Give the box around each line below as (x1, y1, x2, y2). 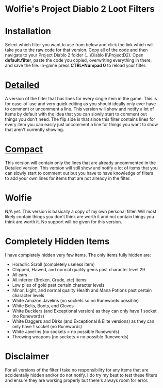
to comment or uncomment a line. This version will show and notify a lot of (5, 106, 154, 112)
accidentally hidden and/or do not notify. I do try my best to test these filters (5, 372, 158, 378)
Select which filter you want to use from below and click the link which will (5, 42, 154, 48)
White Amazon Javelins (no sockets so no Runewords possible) (12, 297, 139, 303)
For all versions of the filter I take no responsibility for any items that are (5, 367, 149, 373)
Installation (5, 26, 51, 37)
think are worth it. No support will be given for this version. (5, 219, 122, 224)
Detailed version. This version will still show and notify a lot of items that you (5, 165, 158, 171)
